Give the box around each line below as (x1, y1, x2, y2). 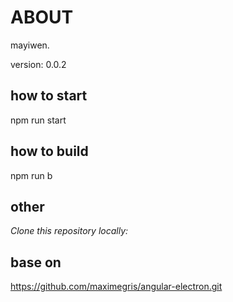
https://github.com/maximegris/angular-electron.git (10, 281, 223, 293)
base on (10, 254, 62, 271)
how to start (10, 87, 88, 105)
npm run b (10, 169, 53, 181)
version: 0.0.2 (10, 58, 67, 70)
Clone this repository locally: (10, 225, 129, 237)
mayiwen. (10, 39, 50, 51)
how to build (10, 143, 89, 160)
